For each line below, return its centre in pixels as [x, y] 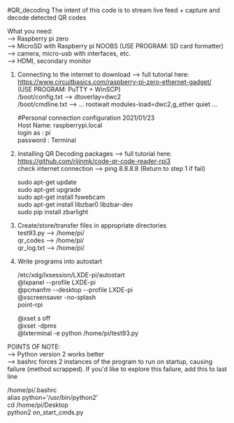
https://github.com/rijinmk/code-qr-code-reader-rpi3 [94, 161]
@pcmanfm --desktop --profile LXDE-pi [75, 290]
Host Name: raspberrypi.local [60, 125]
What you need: [30, 31]
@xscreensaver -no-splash [57, 297]
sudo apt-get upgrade [49, 189]
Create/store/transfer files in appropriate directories [92, 226]
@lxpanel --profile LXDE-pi [57, 282]
